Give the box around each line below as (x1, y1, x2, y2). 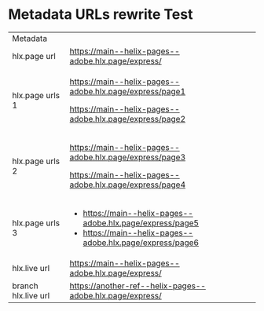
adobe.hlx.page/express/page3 (69, 152, 186, 163)
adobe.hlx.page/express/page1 (69, 86, 186, 97)
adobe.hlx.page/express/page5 (82, 218, 199, 229)
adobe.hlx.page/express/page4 (69, 179, 186, 190)
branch (12, 280, 38, 291)
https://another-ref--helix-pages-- (69, 280, 207, 291)
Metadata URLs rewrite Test (8, 5, 193, 24)
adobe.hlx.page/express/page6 (82, 237, 199, 248)
